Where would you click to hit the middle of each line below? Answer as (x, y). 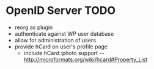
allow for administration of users (55, 40)
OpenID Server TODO (61, 11)
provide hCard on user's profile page (61, 47)
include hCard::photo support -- (64, 53)
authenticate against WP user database (64, 33)
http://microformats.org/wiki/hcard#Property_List (86, 59)
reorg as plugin (34, 27)
